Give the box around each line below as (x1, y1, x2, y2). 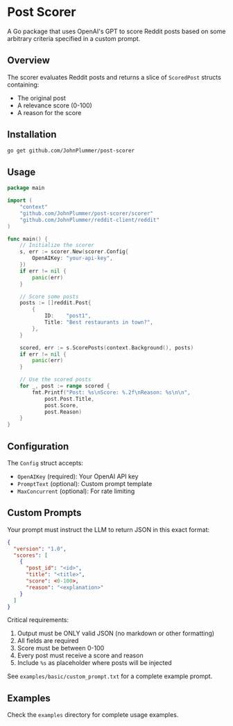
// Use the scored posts (19, 376, 92, 383)
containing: (7, 80, 40, 89)
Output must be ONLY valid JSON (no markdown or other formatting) (17, 629, 215, 638)
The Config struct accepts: (7, 458, 83, 467)
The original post (17, 94, 66, 102)
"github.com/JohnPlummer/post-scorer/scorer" (19, 209, 154, 217)
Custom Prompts (7, 507, 82, 519)
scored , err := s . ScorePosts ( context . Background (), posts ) (19, 344, 194, 351)
